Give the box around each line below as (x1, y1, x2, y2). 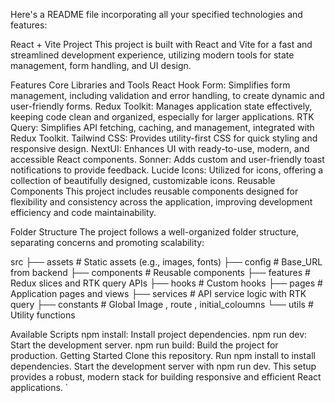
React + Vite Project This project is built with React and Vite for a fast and (10, 39, 313, 50)
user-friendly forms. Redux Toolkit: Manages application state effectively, (10, 100, 313, 112)
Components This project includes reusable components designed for (10, 185, 299, 197)
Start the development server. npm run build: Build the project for (10, 339, 279, 351)
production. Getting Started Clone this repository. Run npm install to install (10, 350, 316, 361)
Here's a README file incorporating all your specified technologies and (10, 9, 303, 20)
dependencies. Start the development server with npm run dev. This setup (10, 360, 317, 372)
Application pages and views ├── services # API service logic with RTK (10, 288, 307, 299)
